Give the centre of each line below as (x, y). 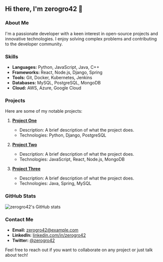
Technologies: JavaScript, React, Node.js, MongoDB (72, 160)
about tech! (17, 255)
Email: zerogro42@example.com (45, 230)
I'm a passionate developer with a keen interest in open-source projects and (82, 33)
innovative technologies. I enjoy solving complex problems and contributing (81, 39)
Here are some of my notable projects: (44, 111)
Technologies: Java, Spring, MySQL (55, 183)
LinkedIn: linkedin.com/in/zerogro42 (49, 235)
